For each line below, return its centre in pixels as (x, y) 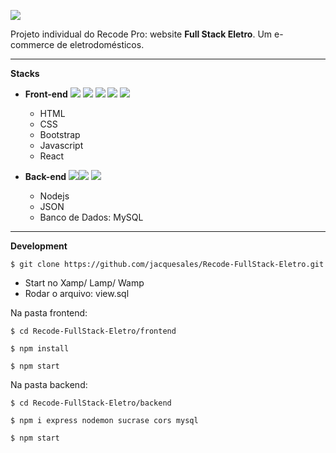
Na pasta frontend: (49, 313)
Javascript (61, 145)
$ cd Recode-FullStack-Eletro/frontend (93, 331)
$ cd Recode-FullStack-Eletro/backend (91, 403)
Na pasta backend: (49, 384)
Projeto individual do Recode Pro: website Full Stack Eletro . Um (141, 34)
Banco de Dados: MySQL (91, 217)
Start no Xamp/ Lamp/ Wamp (84, 283)
